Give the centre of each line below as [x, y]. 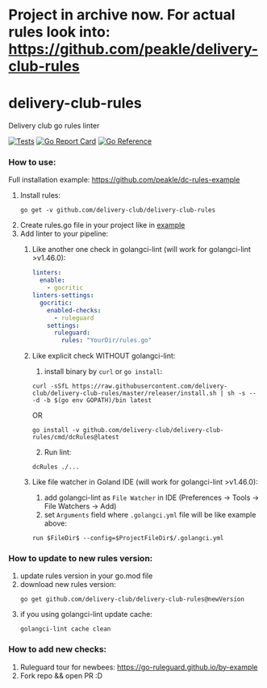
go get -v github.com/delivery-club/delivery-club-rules [118, 210]
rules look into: [59, 32]
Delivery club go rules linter [54, 126]
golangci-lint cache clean [65, 629]
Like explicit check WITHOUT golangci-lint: [104, 356]
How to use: [32, 162]
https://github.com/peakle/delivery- [133, 49]
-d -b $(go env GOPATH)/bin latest [92, 401]
